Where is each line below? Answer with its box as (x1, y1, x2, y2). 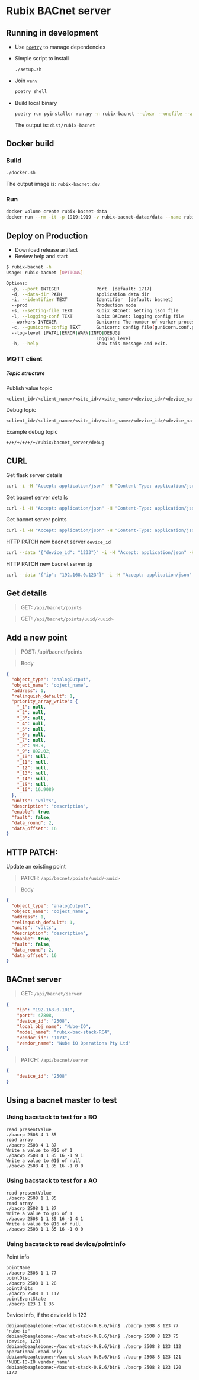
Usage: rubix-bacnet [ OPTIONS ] (6, 270, 84, 276)
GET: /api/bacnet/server (20, 990, 82, 997)
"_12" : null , (17, 764, 49, 771)
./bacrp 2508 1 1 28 (6, 1280, 57, 1286)
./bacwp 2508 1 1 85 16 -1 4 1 (6, 1216, 84, 1222)
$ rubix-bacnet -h (6, 264, 52, 270)
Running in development (6, 28, 99, 38)
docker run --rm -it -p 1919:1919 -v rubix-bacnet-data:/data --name (6, 214, 182, 220)
